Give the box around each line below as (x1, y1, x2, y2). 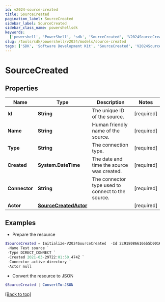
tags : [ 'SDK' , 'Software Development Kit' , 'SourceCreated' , (5, 44, 133, 49)
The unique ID (92, 107, 125, 114)
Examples (5, 219, 36, 227)
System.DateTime (37, 161, 80, 168)
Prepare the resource (12, 231, 55, 238)
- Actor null (7, 264, 32, 269)
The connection (92, 141, 129, 148)
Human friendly (92, 121, 128, 128)
